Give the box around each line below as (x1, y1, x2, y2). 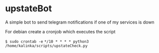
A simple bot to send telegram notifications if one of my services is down (5, 19, 155, 25)
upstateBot (5, 3, 52, 14)
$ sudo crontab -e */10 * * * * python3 (5, 39, 89, 44)
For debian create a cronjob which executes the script (5, 28, 116, 34)
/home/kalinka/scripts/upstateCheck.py (5, 43, 88, 48)
